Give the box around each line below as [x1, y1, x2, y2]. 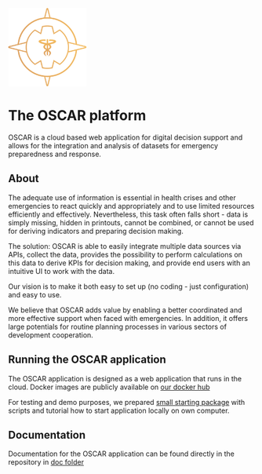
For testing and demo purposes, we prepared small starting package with [8, 397, 246, 407]
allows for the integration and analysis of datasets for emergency [8, 140, 218, 150]
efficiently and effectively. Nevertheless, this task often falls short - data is [8, 210, 249, 219]
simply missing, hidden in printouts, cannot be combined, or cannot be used [8, 217, 254, 227]
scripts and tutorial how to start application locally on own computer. [8, 406, 230, 415]
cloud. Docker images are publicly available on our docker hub [8, 382, 210, 392]
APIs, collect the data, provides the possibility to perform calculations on [8, 250, 243, 259]
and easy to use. [8, 290, 62, 299]
